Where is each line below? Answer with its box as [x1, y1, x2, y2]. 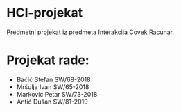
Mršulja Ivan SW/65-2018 [16, 82, 89, 91]
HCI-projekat [6, 5, 83, 21]
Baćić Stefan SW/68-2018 [16, 75, 91, 83]
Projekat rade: [6, 52, 89, 68]
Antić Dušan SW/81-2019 [16, 97, 88, 106]
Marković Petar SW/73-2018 [16, 90, 98, 98]
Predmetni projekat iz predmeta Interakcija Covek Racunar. [6, 28, 175, 36]
